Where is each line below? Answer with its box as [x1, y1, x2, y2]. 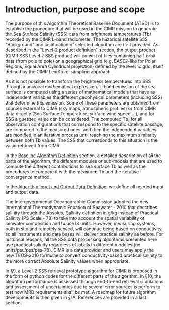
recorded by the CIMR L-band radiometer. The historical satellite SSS [5, 36, 148, 42]
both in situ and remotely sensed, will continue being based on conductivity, [5, 226, 163, 232]
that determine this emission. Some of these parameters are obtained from [5, 99, 160, 106]
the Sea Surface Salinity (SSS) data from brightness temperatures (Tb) [5, 31, 152, 37]
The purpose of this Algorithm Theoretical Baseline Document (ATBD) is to [5, 20, 159, 26]
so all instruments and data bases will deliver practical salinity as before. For [5, 231, 163, 237]
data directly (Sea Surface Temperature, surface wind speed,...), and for [5, 110, 155, 117]
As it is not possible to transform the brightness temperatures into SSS [5, 78, 151, 84]
